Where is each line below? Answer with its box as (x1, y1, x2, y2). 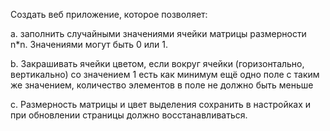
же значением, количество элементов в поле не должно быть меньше (10, 79, 314, 91)
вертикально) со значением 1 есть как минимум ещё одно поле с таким (10, 69, 320, 80)
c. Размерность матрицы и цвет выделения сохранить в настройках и (10, 99, 312, 110)
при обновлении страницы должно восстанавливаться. (10, 109, 248, 121)
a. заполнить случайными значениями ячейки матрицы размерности (10, 28, 307, 39)
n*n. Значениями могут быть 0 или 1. (10, 39, 168, 50)
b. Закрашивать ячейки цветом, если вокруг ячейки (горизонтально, (10, 58, 305, 69)
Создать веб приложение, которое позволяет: (10, 9, 208, 20)
